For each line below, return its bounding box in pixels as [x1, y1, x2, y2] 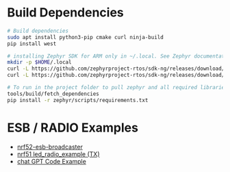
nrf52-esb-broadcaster [16, 143, 84, 151]
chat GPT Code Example [16, 157, 87, 165]
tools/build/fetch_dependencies [7, 90, 99, 97]
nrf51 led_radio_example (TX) [16, 149, 101, 158]
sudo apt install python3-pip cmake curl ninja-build [7, 34, 164, 40]
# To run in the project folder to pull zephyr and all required [7, 84, 197, 91]
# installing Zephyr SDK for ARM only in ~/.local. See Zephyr [7, 53, 192, 60]
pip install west [7, 40, 57, 47]
